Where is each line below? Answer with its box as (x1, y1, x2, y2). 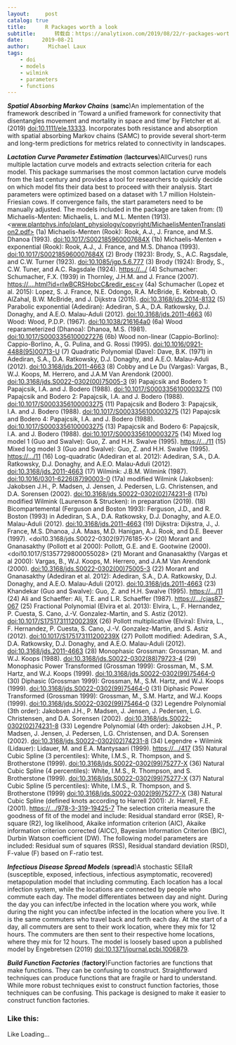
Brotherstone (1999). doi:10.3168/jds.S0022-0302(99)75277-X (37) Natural (7, 774, 225, 783)
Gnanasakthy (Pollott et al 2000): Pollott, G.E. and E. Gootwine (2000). (7, 542, 211, 550)
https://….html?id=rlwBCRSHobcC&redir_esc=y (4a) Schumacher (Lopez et (7, 280, 225, 289)
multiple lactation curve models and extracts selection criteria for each (7, 160, 212, 169)
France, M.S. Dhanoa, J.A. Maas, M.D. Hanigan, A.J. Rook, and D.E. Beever (7, 527, 223, 536)
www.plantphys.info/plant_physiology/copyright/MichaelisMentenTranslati (11, 220, 226, 229)
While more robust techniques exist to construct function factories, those (7, 981, 219, 990)
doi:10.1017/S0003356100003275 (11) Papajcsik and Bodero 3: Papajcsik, (7, 400, 218, 409)
